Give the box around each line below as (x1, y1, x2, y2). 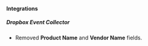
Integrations (6, 5, 38, 12)
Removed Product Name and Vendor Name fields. (15, 34, 143, 41)
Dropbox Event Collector (6, 19, 70, 26)
